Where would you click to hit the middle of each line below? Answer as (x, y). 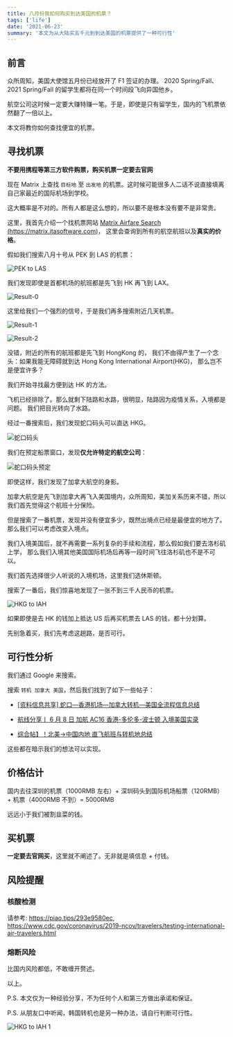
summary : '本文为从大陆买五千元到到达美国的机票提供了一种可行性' (91, 33)
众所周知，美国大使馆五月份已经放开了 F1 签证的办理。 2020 (93, 81)
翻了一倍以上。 (34, 113)
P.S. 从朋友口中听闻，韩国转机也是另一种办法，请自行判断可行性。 (102, 1013)
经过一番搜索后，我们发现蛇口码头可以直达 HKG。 (78, 422)
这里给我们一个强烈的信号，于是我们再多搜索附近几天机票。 (92, 311)
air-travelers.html (32, 933)
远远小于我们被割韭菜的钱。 (47, 814)
